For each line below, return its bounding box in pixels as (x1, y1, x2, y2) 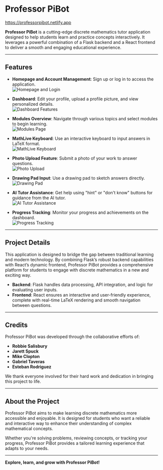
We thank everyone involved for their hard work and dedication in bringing (5, 374, 154, 379)
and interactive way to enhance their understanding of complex (5, 420, 132, 427)
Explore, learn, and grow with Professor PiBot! (5, 459, 100, 466)
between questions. (12, 302, 52, 308)
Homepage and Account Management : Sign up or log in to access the (12, 76, 154, 82)
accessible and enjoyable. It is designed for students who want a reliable (5, 415, 150, 421)
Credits (5, 320, 28, 329)
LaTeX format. (12, 140, 40, 147)
